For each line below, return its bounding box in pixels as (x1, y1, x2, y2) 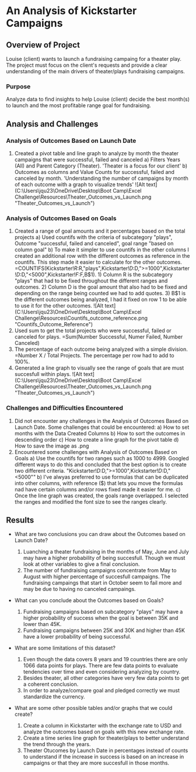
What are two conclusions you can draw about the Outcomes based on (14, 531, 185, 538)
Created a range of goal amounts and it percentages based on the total (14, 227, 185, 235)
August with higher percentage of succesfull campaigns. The (23, 573, 171, 580)
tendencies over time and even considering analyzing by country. (23, 668, 181, 675)
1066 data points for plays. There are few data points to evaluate (23, 662, 178, 669)
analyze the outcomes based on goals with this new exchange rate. (23, 728, 185, 736)
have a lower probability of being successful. (23, 633, 132, 640)
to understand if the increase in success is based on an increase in (23, 753, 184, 760)
